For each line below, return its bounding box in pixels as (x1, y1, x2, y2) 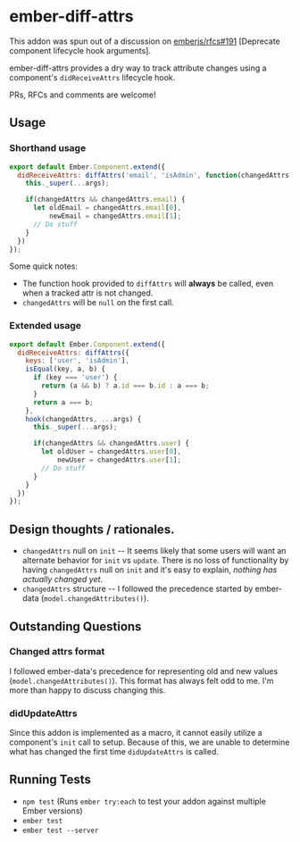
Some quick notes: (9, 261, 79, 271)
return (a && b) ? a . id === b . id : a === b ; (41, 381, 210, 390)
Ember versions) (21, 805, 83, 816)
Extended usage (9, 320, 82, 332)
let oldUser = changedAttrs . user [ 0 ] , (41, 447, 181, 456)
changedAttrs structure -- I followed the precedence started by (21, 583, 254, 595)
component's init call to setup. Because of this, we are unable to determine (9, 737, 290, 747)
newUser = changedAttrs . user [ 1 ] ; (56, 455, 181, 465)
